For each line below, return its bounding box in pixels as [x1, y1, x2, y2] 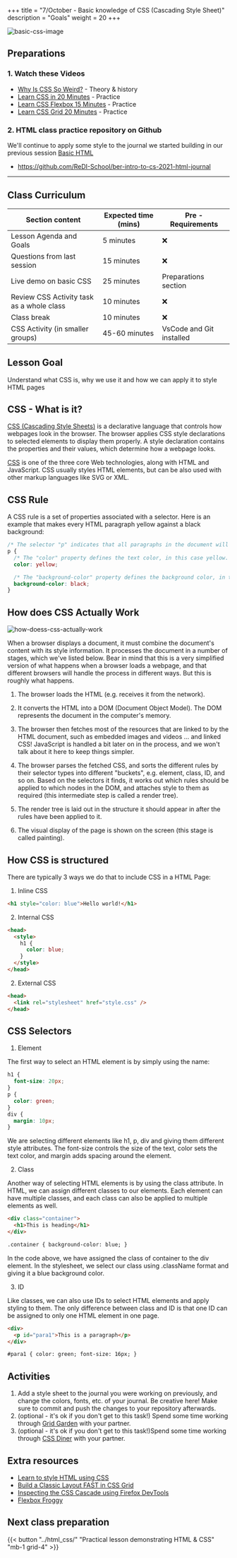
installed [162, 332, 190, 342]
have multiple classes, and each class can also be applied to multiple [7, 1194, 208, 1203]
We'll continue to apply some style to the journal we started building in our [7, 141, 224, 149]
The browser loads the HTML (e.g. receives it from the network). [17, 690, 206, 699]
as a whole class [11, 300, 66, 310]
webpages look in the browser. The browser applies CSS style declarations [7, 430, 226, 438]
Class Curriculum [7, 189, 86, 201]
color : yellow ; [13, 561, 59, 568]
